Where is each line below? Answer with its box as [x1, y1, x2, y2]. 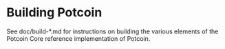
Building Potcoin [6, 5, 103, 20]
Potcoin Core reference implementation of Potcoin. [6, 34, 151, 42]
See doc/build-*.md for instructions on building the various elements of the [6, 27, 219, 35]
